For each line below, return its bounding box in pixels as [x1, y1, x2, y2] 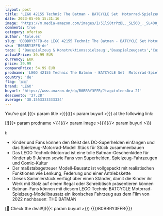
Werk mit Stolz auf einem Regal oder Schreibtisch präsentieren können [12, 181, 154, 187]
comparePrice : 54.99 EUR [5, 66, 55, 71]
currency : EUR [5, 57, 34, 62]
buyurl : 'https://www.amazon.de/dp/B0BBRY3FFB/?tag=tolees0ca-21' [5, 88, 142, 93]
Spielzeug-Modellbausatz [12, 191, 64, 197]
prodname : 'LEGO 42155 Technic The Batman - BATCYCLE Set [5, 70, 125, 75]
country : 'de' [5, 75, 34, 80]
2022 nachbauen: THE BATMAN [12, 196, 77, 202]
